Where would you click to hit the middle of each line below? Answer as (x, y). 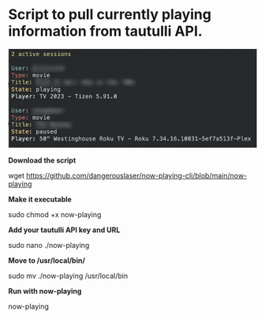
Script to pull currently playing (110, 15)
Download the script (42, 160)
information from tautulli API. (105, 31)
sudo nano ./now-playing (49, 246)
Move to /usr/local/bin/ (47, 261)
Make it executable (40, 200)
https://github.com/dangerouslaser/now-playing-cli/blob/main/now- (137, 176)
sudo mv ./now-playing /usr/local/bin (68, 276)
